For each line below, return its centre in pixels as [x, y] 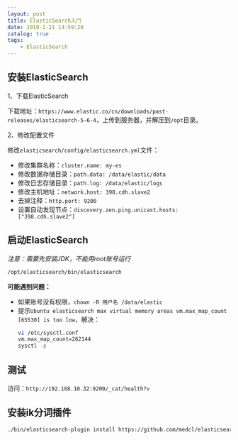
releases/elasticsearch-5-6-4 [52, 120]
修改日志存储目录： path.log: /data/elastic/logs [90, 182]
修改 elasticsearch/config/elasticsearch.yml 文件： [83, 150]
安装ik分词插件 [39, 413]
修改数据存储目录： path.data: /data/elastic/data [92, 174]
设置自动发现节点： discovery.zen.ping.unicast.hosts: [98, 209]
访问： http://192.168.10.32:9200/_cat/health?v [79, 388]
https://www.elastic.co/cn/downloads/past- [103, 111]
